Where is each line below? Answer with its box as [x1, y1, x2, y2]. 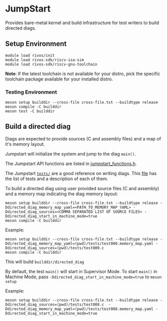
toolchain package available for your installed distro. [5, 76, 113, 82]
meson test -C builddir [5, 109, 55, 114]
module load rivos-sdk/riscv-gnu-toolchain [5, 61, 98, 67]
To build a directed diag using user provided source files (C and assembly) [5, 185, 159, 191]
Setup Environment [5, 40, 67, 48]
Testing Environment [5, 89, 57, 96]
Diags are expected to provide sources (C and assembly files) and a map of [5, 135, 161, 141]
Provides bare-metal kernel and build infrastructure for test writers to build [5, 20, 159, 26]
